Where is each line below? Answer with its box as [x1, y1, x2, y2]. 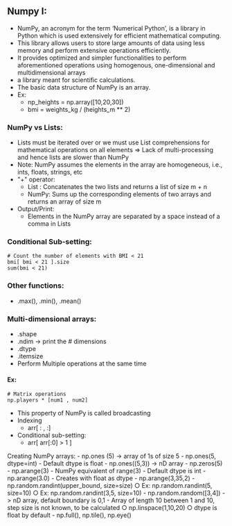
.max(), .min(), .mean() [17, 297, 82, 305]
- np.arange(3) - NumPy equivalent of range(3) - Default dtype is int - [7, 467, 206, 475]
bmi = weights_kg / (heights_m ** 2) [27, 105, 131, 113]
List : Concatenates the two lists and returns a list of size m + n [27, 183, 208, 191]
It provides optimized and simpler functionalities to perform [17, 54, 187, 62]
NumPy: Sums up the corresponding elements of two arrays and [27, 190, 211, 199]
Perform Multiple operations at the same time [17, 359, 147, 368]
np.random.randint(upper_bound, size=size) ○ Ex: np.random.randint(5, [7, 482, 213, 490]
